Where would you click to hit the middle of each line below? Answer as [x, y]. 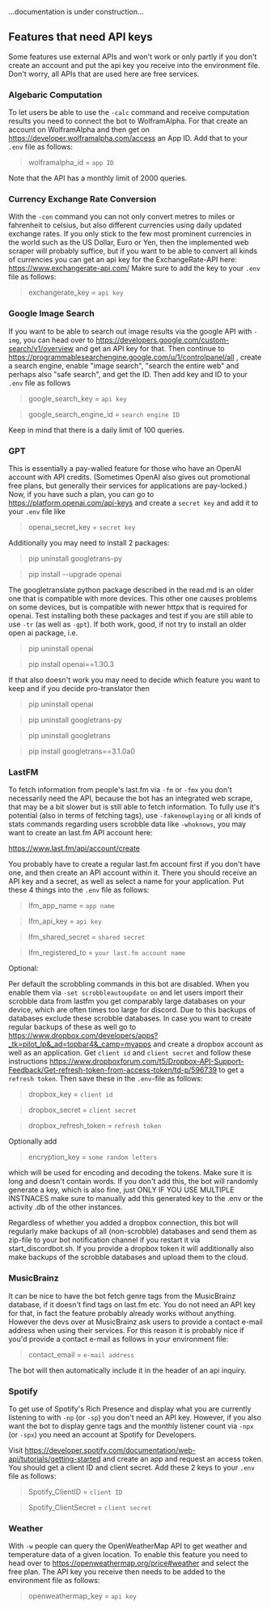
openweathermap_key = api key [83, 1596]
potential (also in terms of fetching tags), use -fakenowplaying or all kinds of [135, 816]
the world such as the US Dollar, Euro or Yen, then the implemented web [129, 243]
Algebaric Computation [55, 95]
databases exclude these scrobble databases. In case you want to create [130, 1018]
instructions [28, 1061]
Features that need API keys [81, 37]
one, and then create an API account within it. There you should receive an [133, 872]
